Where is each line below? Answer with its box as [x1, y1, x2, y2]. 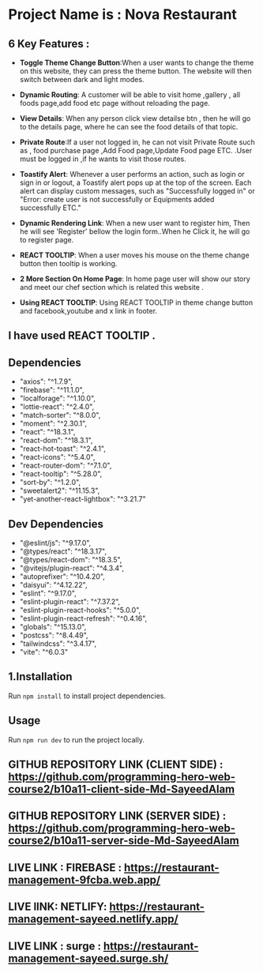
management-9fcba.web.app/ [8, 873, 161, 886]
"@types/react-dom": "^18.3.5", [19, 555, 122, 565]
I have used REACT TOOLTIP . [8, 329, 156, 343]
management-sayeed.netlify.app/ [8, 912, 179, 926]
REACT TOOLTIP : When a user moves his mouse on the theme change [19, 250, 250, 260]
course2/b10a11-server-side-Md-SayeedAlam [8, 834, 239, 847]
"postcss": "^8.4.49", [19, 630, 88, 641]
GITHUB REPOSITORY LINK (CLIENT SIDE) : [8, 758, 224, 772]
